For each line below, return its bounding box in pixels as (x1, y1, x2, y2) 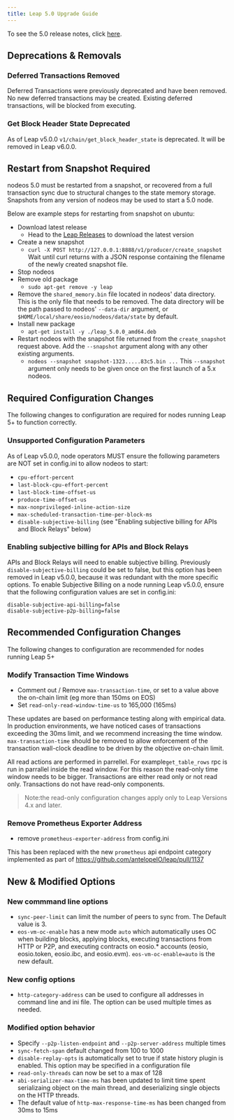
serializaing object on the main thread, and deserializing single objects (17, 1083, 221, 1092)
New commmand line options (7, 897, 108, 906)
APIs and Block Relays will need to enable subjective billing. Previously (7, 558, 211, 566)
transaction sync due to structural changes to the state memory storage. (7, 188, 217, 197)
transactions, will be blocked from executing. (7, 101, 137, 110)
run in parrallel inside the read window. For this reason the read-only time (7, 764, 219, 773)
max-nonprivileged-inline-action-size (17, 503, 131, 511)
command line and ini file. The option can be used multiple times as (17, 998, 212, 1007)
